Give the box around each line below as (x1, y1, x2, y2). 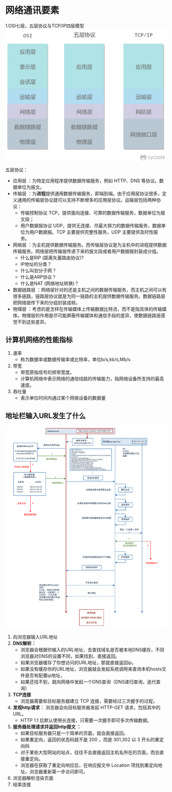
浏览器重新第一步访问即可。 (29, 768, 88, 775)
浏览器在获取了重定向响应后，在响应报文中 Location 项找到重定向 (20, 762, 158, 768)
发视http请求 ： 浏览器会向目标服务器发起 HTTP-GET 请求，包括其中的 (12, 704, 161, 710)
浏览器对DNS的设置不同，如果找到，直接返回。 (20, 653, 120, 659)
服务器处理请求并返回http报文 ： (12, 723, 81, 729)
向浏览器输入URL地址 (12, 633, 58, 640)
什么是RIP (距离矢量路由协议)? (20, 255, 84, 261)
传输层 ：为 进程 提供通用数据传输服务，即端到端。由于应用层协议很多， (12, 190, 162, 197)
